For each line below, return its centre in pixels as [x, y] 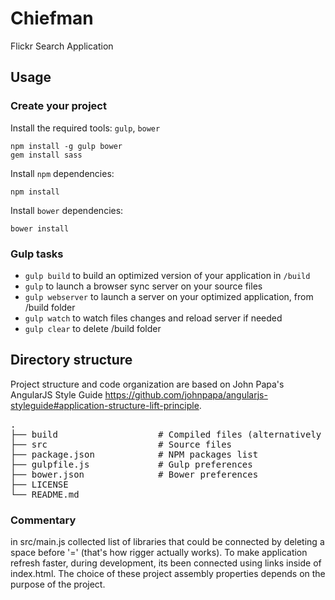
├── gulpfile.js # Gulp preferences [131, 464]
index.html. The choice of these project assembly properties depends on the [168, 574]
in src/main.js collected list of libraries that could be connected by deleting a [167, 542]
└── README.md [45, 494]
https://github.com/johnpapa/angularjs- [186, 394]
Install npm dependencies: [62, 173]
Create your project [58, 106]
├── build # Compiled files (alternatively [166, 434]
